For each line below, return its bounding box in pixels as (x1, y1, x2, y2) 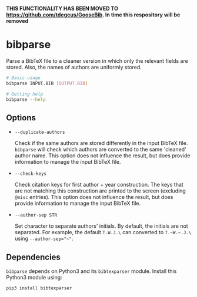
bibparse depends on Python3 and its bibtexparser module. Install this (6, 268, 177, 275)
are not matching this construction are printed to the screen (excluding (14, 187, 186, 194)
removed (6, 18, 29, 24)
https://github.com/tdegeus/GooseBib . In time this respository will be (6, 11, 181, 18)
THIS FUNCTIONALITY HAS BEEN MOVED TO (6, 5, 119, 12)
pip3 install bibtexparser (6, 285, 72, 291)
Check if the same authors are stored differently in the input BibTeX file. (14, 140, 188, 147)
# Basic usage (6, 75, 41, 81)
